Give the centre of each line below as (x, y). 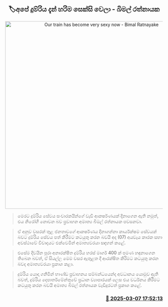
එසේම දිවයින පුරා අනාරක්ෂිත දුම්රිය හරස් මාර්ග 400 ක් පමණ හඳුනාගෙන (86, 252)
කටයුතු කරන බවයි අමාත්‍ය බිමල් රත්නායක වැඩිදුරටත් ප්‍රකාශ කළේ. (79, 285)
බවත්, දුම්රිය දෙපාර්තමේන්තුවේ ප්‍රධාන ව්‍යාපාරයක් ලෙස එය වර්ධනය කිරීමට (88, 279)
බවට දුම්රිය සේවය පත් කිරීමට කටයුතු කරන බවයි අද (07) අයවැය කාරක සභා (90, 237)
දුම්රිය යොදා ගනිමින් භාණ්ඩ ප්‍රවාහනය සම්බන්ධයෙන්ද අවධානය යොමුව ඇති (88, 274)
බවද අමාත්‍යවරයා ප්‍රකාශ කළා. (45, 264)
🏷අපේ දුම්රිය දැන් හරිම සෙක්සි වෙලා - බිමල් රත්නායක (84, 9)
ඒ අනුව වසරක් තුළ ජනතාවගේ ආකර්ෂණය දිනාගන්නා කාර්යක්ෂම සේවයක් (87, 231)
